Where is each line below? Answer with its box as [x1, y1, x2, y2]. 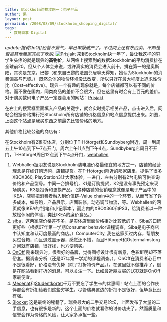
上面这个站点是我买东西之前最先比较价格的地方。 [5, 118, 106, 124]
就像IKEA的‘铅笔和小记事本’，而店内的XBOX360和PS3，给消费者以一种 [16, 205, 163, 211]
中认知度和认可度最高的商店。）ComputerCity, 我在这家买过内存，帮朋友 [12, 230, 160, 236]
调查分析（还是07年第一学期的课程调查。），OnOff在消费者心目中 [29, 255, 161, 261]
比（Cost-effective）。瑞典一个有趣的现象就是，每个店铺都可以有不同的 [5, 82, 151, 88]
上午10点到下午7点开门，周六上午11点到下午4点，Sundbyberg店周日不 [9, 145, 153, 151]
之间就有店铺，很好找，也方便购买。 [12, 243, 87, 249]
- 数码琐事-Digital [9, 30, 47, 35]
